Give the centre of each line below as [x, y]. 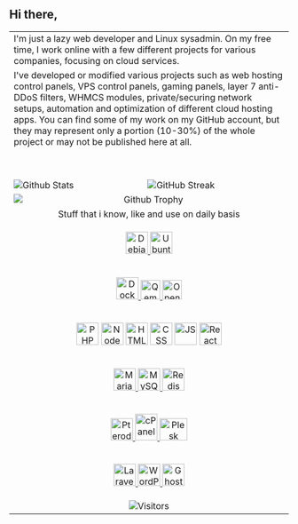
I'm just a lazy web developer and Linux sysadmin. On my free [143, 38]
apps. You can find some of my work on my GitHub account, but [147, 119]
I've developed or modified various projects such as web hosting [149, 75]
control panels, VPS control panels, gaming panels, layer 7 [135, 86]
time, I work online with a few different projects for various [135, 50]
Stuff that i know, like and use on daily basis [149, 214]
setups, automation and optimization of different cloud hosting [143, 108]
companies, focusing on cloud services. [97, 60]
